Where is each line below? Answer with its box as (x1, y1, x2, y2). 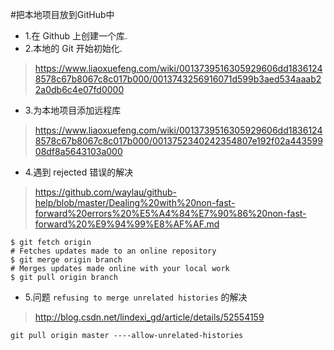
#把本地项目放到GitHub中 (10, 9, 115, 20)
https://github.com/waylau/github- (34, 186, 178, 198)
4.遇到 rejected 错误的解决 (24, 166, 134, 178)
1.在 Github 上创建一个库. (24, 30, 128, 42)
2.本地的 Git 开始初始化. (24, 43, 123, 54)
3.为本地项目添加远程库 (24, 104, 122, 116)
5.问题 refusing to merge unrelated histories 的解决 (24, 291, 248, 303)
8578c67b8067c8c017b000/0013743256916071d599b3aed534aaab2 (34, 73, 322, 85)
